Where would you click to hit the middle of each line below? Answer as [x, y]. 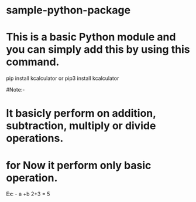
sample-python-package [68, 10]
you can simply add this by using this [98, 50]
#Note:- [16, 90]
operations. [35, 138]
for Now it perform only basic [79, 165]
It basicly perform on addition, [81, 114]
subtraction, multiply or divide [81, 126]
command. [33, 62]
